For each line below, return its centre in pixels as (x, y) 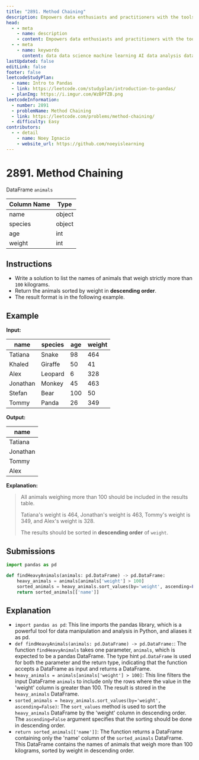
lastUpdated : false (30, 61)
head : (13, 23)
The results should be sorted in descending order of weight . (94, 533)
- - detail (25, 133)
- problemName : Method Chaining (52, 111)
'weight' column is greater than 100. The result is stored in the (90, 688)
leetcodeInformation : (33, 100)
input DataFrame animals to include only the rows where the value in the (103, 681)
